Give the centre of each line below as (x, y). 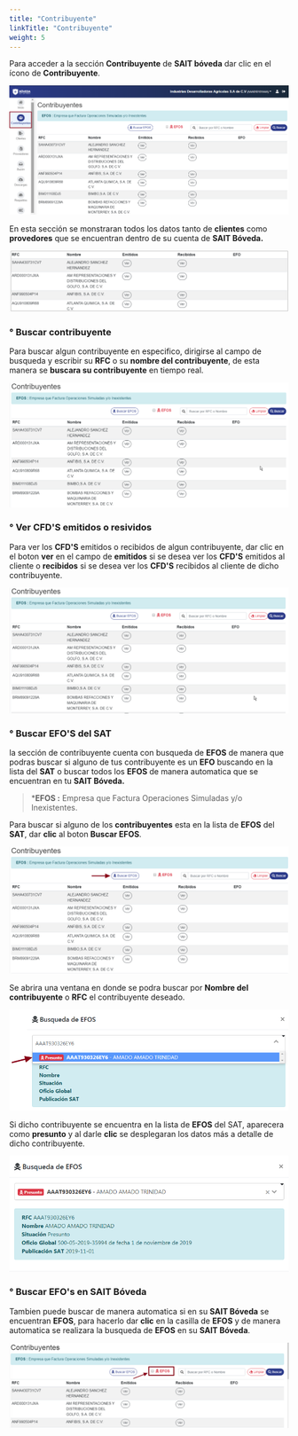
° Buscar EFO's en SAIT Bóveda (78, 1292)
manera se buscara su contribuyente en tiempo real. (106, 370)
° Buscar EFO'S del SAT (61, 734)
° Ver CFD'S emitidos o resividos (81, 528)
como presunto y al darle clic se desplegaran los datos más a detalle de (141, 1134)
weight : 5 (27, 37)
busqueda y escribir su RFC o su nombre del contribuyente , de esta (134, 361)
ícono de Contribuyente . (55, 73)
